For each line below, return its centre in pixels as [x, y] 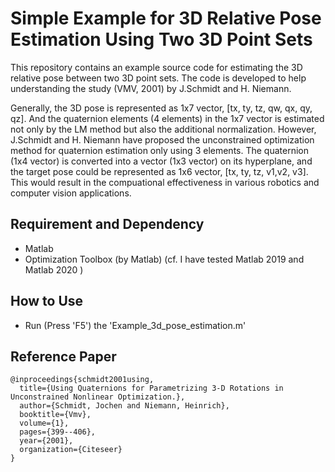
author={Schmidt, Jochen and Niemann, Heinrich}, [124, 406]
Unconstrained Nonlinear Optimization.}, [98, 397]
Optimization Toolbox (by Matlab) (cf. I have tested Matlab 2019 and [164, 259]
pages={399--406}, [58, 432]
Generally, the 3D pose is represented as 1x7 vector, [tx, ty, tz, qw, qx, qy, [161, 108]
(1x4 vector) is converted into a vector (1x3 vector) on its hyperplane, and [161, 161]
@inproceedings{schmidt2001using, [82, 380]
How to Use [47, 301]
